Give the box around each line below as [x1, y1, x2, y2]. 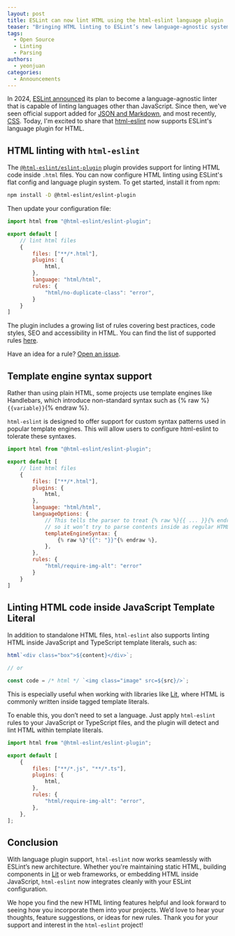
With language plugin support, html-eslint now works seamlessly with [7, 855, 212, 864]
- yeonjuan [13, 62, 45, 69]
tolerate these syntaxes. [7, 432, 77, 441]
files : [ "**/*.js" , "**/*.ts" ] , [32, 765, 127, 772]
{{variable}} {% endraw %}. [7, 404, 90, 412]
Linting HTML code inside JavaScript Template [7, 601, 215, 613]
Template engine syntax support [7, 370, 152, 382]
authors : [7, 56, 33, 63]
